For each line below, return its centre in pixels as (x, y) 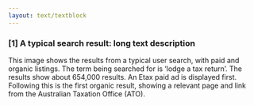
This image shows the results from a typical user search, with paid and (124, 60)
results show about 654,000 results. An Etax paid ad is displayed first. (123, 77)
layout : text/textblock (48, 15)
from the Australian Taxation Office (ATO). (77, 94)
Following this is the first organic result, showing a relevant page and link (127, 85)
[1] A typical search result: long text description (102, 43)
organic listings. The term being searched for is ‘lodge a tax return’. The (125, 69)
